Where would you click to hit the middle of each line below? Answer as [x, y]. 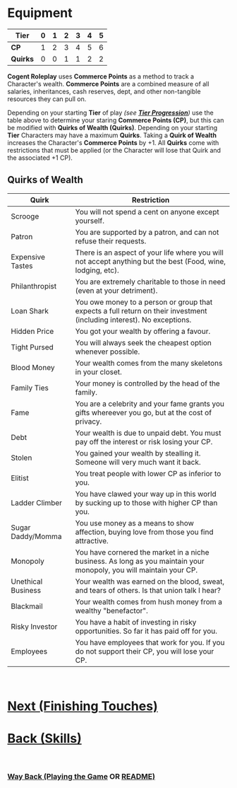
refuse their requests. [111, 241]
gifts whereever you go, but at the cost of [144, 412]
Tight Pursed [32, 347]
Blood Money [33, 367]
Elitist [20, 477]
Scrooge [25, 216]
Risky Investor [34, 626]
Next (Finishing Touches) [83, 706]
